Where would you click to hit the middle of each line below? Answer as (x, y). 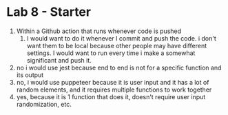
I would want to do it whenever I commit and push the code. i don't (121, 38)
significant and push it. (59, 60)
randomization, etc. (44, 104)
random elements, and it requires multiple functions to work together (114, 90)
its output (30, 75)
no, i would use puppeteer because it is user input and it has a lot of (113, 82)
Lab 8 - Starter (49, 12)
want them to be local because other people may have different (117, 45)
